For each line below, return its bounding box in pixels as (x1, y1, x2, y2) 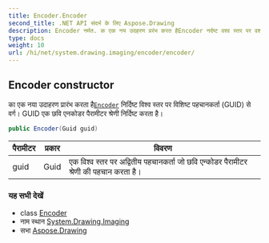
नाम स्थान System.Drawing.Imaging (19, 217, 130, 226)
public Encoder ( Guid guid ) (8, 125, 98, 133)
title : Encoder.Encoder (8, 11, 88, 20)
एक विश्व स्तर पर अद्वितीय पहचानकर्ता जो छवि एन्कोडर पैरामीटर (69, 156, 248, 167)
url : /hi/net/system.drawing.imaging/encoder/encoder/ (8, 49, 195, 57)
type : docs (8, 34, 45, 42)
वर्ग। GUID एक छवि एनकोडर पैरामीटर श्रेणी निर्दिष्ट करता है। (8, 109, 164, 118)
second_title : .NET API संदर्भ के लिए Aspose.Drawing (8, 19, 175, 27)
